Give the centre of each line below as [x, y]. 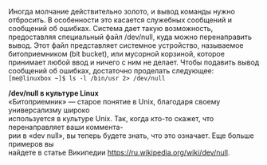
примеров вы [31, 144]
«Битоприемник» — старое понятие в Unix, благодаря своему [114, 102]
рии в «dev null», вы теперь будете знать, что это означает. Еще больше [131, 136]
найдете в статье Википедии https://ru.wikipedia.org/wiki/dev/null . [119, 152]
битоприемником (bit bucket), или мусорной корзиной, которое [117, 54]
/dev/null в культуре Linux [54, 93]
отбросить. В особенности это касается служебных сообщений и [120, 20]
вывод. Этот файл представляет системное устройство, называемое [126, 45]
